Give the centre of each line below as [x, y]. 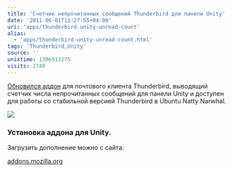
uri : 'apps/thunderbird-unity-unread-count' [74, 27]
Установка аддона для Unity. [59, 132]
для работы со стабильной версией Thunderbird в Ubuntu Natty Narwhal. [117, 101]
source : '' [23, 53]
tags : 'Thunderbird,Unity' [47, 46]
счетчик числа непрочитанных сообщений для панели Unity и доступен [116, 93]
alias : [17, 33]
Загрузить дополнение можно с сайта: [66, 147]
